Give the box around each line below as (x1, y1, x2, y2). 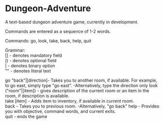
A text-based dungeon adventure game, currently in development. (5, 19, 139, 25)
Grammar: (5, 47, 25, 53)
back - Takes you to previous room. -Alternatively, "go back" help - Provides (5, 103, 160, 109)
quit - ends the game (5, 113, 47, 119)
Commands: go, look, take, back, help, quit (5, 37, 92, 44)
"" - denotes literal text (5, 68, 51, 73)
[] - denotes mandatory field (5, 52, 62, 58)
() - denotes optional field (5, 57, 57, 63)
